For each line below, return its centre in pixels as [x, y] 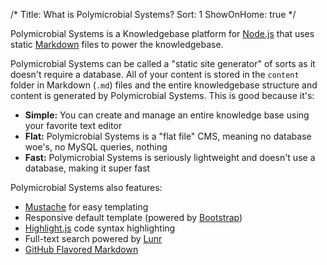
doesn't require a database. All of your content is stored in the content [155, 74]
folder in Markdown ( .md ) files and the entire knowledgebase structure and [164, 85]
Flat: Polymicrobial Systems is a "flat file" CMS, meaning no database [168, 136]
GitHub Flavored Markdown [81, 249]
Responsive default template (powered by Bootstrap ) [133, 217]
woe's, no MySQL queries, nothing [96, 147]
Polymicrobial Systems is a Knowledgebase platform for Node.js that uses [162, 33]
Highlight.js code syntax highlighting [100, 228]
